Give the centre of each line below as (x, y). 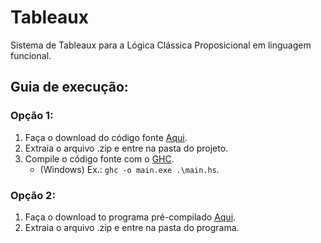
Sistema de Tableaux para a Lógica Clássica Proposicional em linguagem (161, 45)
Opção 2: (33, 195)
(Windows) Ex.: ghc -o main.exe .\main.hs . (129, 169)
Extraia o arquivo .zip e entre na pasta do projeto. (126, 148)
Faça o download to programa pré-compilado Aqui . (130, 217)
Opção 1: (32, 116)
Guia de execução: (69, 87)
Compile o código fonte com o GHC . (99, 158)
